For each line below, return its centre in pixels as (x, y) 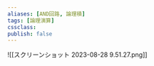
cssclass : (22, 27)
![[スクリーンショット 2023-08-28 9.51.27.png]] (77, 55)
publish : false (30, 34)
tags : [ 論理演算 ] (31, 21)
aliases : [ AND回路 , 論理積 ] (46, 14)
